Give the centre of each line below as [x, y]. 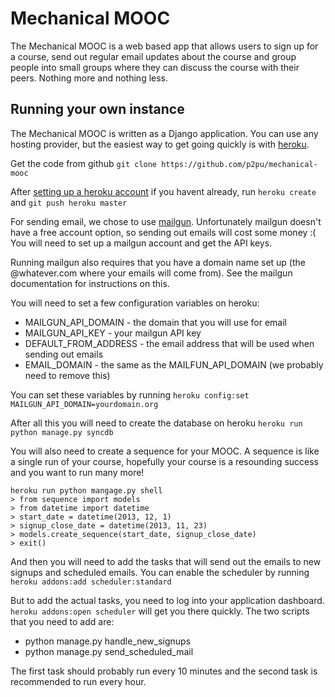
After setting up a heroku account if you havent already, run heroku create [163, 191]
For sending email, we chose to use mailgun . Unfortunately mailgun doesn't [166, 221]
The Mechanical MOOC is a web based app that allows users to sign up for [164, 46]
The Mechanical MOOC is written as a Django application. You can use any [164, 133]
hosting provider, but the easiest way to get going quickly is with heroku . [160, 144]
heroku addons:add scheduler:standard [91, 582]
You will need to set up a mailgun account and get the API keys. [141, 243]
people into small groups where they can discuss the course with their [155, 67]
